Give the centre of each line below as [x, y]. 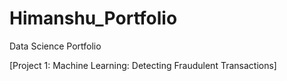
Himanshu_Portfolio [93, 18]
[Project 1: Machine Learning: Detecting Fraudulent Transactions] [143, 65]
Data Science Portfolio [55, 46]
